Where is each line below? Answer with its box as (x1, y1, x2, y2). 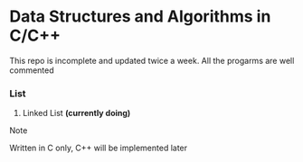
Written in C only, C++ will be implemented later (9, 142, 188, 154)
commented (9, 65, 54, 76)
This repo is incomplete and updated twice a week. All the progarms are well (9, 55, 295, 66)
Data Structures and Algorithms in (9, 6, 271, 27)
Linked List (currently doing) (22, 108, 131, 119)
